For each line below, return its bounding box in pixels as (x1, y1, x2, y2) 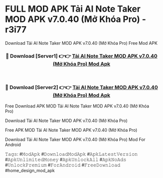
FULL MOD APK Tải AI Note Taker (5, 3, 141, 15)
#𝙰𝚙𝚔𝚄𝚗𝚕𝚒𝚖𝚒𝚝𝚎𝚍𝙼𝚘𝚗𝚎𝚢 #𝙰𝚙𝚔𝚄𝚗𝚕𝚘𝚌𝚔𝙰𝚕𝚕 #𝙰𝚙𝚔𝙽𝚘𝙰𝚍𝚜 (5, 157, 127, 162)
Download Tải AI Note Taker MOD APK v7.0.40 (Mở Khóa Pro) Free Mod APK (5, 40, 158, 46)
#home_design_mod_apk (5, 167, 55, 173)
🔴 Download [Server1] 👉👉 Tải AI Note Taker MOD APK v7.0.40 (5, 53, 158, 59)
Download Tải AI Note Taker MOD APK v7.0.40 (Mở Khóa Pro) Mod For (5, 136, 146, 142)
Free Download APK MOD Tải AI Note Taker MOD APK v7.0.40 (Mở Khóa (5, 103, 149, 109)
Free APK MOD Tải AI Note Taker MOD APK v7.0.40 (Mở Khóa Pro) (5, 127, 137, 133)
